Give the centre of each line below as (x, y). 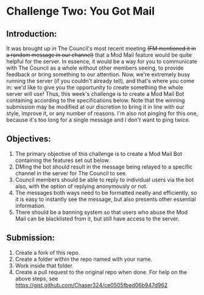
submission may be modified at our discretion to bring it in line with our (95, 107)
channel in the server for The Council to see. (71, 173)
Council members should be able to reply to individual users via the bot (104, 180)
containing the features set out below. (63, 160)
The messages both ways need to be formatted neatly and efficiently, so (106, 192)
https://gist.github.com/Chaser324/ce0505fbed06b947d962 (91, 285)
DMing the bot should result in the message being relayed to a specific (104, 167)
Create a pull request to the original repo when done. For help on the (101, 272)
